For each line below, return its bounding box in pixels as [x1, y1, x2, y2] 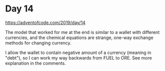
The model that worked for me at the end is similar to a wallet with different [5, 29, 160, 35]
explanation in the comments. [5, 60, 66, 66]
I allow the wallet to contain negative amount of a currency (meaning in [5, 49, 151, 55]
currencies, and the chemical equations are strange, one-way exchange [5, 34, 153, 40]
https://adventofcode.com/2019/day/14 [5, 19, 86, 25]
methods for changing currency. [5, 39, 71, 45]
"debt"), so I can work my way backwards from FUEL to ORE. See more [5, 54, 152, 60]
